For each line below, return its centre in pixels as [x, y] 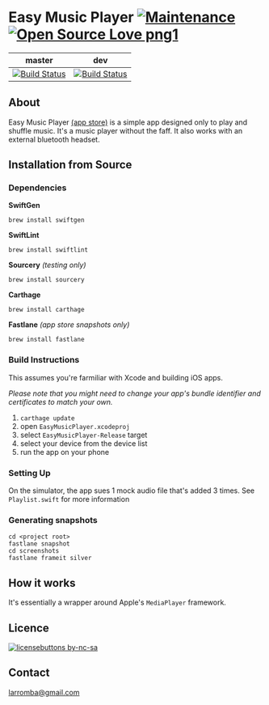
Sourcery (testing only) [47, 265]
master [40, 60]
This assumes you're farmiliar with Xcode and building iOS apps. [116, 377]
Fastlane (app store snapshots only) [69, 325]
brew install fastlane [46, 340]
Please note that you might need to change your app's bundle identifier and [134, 393]
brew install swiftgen [46, 220]
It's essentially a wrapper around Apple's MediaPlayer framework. [117, 602]
